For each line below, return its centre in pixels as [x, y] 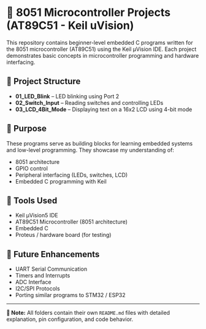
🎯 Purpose [27, 129]
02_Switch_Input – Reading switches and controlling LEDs [89, 103]
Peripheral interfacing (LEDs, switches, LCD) [71, 175]
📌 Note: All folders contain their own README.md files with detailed [88, 313]
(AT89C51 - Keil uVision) [70, 25]
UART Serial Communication [51, 269]
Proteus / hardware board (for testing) [63, 235]
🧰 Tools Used [32, 200]
